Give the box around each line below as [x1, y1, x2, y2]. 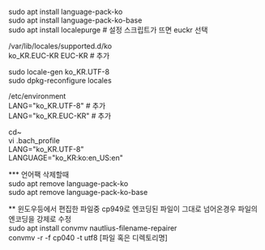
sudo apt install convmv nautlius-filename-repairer [8, 223, 177, 233]
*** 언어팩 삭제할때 [8, 170, 70, 179]
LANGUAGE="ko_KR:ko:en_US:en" [8, 153, 124, 163]
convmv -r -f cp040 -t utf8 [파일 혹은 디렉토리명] [8, 233, 168, 242]
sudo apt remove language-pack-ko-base [8, 188, 148, 197]
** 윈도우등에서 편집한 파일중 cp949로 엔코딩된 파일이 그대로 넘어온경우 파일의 [8, 204, 258, 214]
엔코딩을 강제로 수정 [8, 214, 71, 223]
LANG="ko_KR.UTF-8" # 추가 [8, 101, 106, 110]
